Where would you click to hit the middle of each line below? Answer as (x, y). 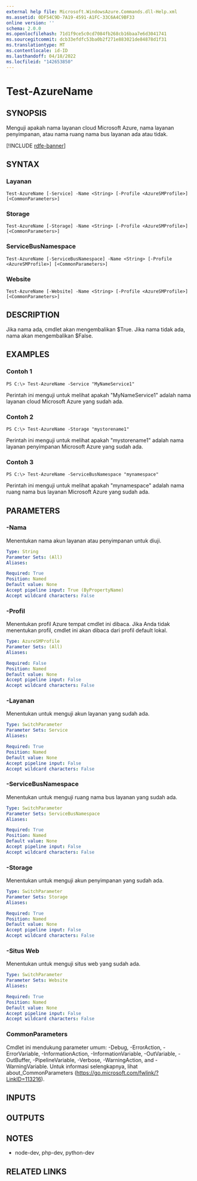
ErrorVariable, (23, 1053)
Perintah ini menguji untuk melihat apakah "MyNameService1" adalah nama (98, 395)
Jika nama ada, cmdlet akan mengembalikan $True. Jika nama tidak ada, (96, 329)
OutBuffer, (19, 1060)
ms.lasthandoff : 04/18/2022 (41, 56)
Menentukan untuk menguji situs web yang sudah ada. (73, 964)
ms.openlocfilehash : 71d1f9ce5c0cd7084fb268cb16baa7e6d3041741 (87, 34)
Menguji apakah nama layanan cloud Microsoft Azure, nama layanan (90, 128)
